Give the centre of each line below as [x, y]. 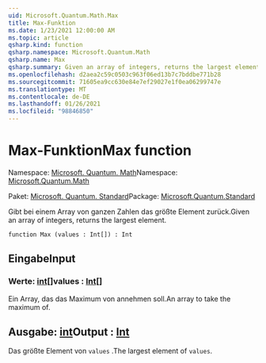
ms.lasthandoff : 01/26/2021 [55, 104]
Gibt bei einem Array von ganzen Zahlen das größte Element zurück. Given [129, 212]
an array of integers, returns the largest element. [87, 220]
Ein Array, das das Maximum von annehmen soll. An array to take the [120, 299]
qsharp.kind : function [46, 45]
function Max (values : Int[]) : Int [70, 235]
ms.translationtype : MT [47, 89]
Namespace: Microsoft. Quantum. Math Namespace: [93, 172]
